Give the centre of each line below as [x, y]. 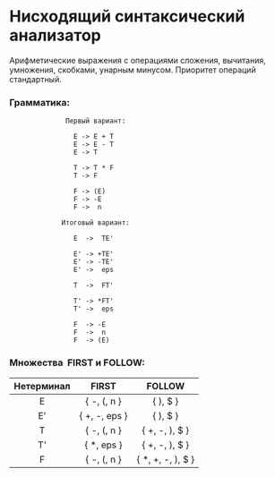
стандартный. [36, 79]
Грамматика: [39, 102]
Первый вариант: [96, 121]
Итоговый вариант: [95, 223]
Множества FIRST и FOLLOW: [77, 362]
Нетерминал [42, 386]
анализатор [55, 35]
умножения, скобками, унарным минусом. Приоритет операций [133, 70]
